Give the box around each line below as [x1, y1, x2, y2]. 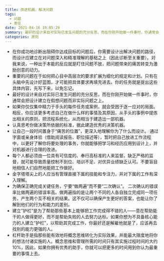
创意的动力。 [16, 67, 42, 72]
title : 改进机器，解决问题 [5, 7, 54, 12]
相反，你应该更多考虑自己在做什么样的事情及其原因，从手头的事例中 [12, 110, 149, 116]
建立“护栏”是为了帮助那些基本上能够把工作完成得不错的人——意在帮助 [12, 208, 153, 214]
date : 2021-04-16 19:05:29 [5, 25, 60, 30]
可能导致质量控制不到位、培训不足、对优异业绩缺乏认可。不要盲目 [25, 159, 158, 165]
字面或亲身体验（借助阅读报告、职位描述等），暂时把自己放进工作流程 [12, 134, 151, 140]
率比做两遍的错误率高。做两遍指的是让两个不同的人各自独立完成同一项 [12, 189, 154, 195]
